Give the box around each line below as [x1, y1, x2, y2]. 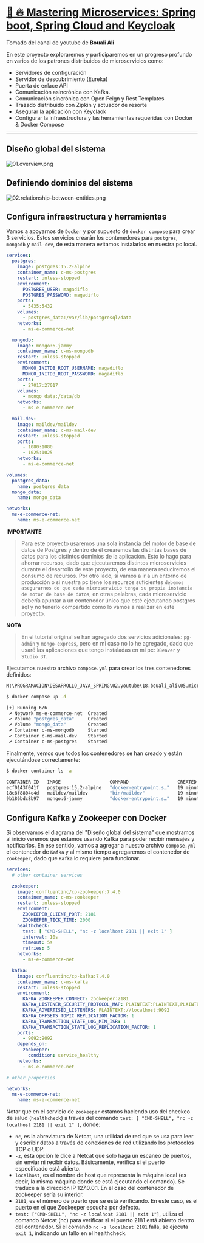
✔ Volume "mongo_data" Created [8, 722, 107, 728]
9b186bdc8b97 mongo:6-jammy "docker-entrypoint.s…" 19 [6, 796, 183, 802]
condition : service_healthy [28, 1053, 99, 1059]
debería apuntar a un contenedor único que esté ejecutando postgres [21, 596, 195, 604]
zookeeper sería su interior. [15, 1191, 84, 1198]
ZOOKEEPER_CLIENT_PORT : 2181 [22, 911, 97, 917]
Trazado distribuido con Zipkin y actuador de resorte [15, 101, 148, 108]
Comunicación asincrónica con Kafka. [15, 88, 110, 96]
